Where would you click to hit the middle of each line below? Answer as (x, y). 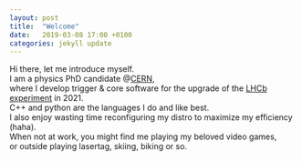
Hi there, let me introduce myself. (72, 69)
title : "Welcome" (44, 26)
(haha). (23, 127)
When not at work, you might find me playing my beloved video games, (143, 136)
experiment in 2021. (47, 98)
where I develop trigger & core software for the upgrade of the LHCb (138, 88)
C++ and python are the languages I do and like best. (109, 108)
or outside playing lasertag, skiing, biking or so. (99, 146)
